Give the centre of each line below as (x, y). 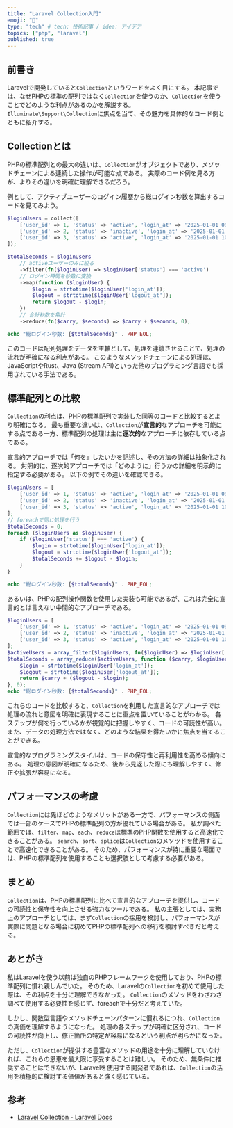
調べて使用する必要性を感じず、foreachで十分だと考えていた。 (97, 1003)
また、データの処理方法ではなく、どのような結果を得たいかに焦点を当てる (113, 732)
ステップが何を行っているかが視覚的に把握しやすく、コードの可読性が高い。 (116, 723)
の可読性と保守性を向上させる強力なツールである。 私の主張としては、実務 (114, 909)
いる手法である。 (55, 374)
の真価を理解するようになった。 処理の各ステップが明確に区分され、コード (114, 1026)
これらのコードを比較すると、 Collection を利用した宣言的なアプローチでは (114, 706)
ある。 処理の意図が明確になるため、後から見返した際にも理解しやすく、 (111, 764)
